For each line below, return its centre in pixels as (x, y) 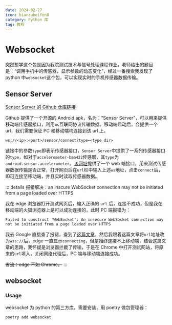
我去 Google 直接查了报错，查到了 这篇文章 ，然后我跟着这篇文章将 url (78, 234)
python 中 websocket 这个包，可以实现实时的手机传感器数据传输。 (73, 78)
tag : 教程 (15, 24)
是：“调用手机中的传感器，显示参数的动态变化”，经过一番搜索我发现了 (79, 71)
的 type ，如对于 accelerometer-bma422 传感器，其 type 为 (62, 157)
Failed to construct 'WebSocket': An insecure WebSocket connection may (84, 220)
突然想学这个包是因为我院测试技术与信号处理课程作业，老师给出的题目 (79, 65)
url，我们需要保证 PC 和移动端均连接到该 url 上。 (57, 131)
